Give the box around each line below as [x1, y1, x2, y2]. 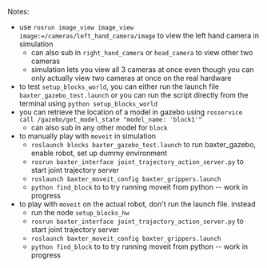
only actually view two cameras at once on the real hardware [30, 74, 233, 82]
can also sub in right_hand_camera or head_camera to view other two [30, 48, 253, 57]
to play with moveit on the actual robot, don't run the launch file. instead [18, 199, 256, 209]
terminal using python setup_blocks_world [18, 99, 157, 108]
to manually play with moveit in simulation [18, 131, 157, 141]
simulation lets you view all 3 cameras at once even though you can [30, 65, 254, 74]
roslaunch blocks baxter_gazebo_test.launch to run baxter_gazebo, [30, 140, 257, 149]
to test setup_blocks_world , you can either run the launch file [18, 82, 219, 91]
